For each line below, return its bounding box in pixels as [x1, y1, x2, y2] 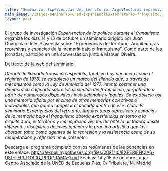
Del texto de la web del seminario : [5, 61, 75, 67]
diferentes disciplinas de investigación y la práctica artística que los [5, 124, 146, 130]
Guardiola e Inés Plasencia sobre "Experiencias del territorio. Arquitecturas [5, 41, 159, 47]
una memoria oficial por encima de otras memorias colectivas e [5, 97, 137, 103]
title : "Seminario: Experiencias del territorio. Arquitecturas [5, 7, 142, 12]
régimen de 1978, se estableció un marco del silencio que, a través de [5, 76, 149, 82]
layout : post [5, 16, 32, 21]
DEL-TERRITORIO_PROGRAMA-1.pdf [5, 155, 80, 161]
